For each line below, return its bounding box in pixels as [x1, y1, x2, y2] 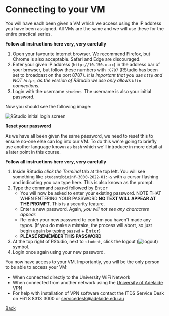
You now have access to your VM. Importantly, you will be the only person [5, 259, 160, 265]
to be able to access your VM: [5, 264, 68, 270]
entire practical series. [5, 31, 52, 37]
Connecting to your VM [5, 4, 105, 15]
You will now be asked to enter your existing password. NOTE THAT [20, 190, 162, 196]
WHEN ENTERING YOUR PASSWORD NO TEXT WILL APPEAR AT [20, 195, 156, 201]
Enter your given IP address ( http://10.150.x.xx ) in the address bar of [12, 61, 160, 67]
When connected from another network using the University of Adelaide [12, 279, 163, 285]
